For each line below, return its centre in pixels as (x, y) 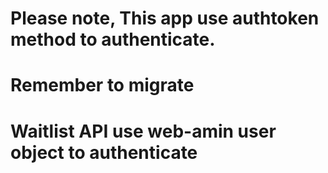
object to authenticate (104, 152)
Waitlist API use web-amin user (143, 131)
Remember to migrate (102, 85)
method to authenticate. (113, 39)
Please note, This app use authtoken (165, 18)
